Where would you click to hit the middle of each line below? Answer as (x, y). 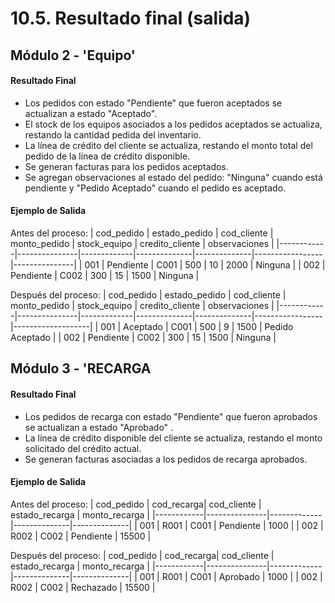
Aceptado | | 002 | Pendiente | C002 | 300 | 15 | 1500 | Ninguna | (143, 337)
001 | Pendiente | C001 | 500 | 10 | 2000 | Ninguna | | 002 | (205, 264)
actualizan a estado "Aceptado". (91, 113)
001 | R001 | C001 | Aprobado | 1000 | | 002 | (231, 576)
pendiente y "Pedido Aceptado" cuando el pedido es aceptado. (155, 188)
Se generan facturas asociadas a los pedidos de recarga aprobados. (166, 459)
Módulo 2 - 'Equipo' (73, 55)
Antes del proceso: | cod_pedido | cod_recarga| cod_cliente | (136, 504)
